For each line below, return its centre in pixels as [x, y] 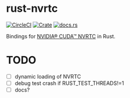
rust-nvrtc [32, 9]
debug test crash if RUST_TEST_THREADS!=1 [69, 83]
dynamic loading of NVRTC [48, 76]
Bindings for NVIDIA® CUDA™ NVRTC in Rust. [61, 36]
